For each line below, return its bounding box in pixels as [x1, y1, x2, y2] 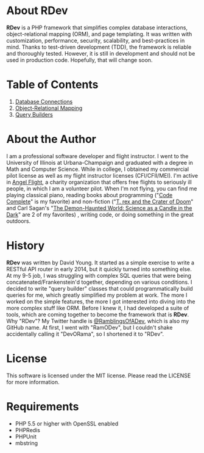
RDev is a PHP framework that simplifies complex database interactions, [6, 24, 188, 31]
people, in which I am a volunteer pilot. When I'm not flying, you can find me [6, 184, 197, 192]
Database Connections [15, 98, 73, 105]
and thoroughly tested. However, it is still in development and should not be [6, 49, 195, 57]
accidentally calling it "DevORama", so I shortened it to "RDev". [6, 330, 164, 338]
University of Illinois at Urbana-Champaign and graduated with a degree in [6, 159, 194, 166]
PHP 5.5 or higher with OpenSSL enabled [15, 419, 119, 427]
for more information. [6, 378, 60, 385]
